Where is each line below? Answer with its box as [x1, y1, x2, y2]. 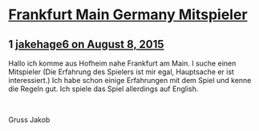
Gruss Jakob [8, 115, 51, 125]
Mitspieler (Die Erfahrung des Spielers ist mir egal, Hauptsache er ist [8, 67, 235, 77]
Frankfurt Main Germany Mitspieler [8, 6, 248, 24]
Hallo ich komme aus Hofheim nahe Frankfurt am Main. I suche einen [8, 58, 237, 68]
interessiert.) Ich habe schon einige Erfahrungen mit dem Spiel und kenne [8, 76, 252, 85]
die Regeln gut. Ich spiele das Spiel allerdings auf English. [8, 84, 199, 93]
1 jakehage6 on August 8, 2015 [8, 38, 164, 51]
